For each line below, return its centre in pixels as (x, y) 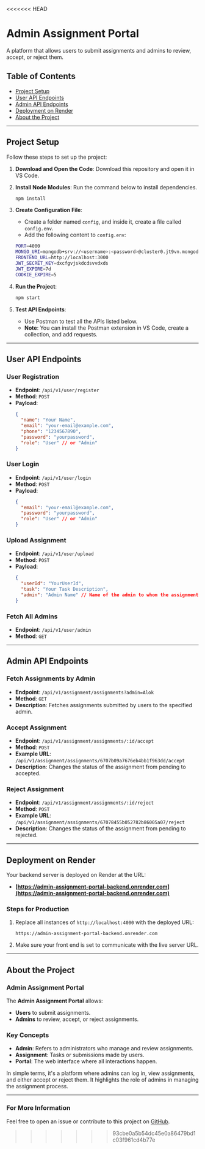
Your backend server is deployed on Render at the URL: (76, 875)
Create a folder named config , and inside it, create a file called (103, 222)
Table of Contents (41, 76)
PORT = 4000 (28, 246)
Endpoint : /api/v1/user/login (53, 477)
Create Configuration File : (49, 210)
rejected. (26, 835)
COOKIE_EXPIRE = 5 (36, 275)
